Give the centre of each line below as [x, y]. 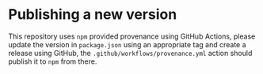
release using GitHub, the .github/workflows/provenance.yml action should [130, 53]
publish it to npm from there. [53, 61]
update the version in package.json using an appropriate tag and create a [128, 44]
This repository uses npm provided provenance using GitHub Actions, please [132, 36]
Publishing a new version [93, 15]
